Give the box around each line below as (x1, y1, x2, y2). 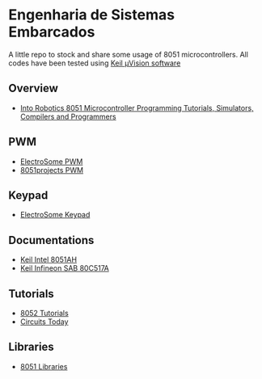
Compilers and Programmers (19, 112, 116, 121)
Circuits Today (19, 317, 69, 326)
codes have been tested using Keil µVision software (8, 58, 181, 68)
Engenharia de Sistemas (8, 6, 175, 24)
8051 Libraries (19, 361, 68, 371)
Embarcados (8, 23, 95, 41)
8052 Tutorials (19, 309, 69, 318)
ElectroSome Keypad (19, 210, 91, 220)
